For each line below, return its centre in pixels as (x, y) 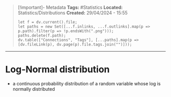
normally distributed (34, 89)
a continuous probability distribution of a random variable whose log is (87, 83)
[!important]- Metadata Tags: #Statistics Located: (70, 7)
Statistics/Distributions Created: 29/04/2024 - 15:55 (73, 13)
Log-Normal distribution (58, 70)
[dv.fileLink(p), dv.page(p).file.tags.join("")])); (75, 44)
